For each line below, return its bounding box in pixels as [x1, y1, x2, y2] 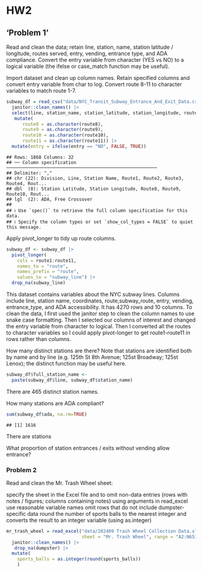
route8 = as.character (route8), [22, 121, 103, 127]
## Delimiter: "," [6, 170, 52, 176]
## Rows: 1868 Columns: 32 [6, 154, 74, 160]
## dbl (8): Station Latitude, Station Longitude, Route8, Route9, [6, 186, 182, 192]
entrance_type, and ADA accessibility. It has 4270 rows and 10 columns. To [6, 304, 192, 310]
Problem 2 [6, 465, 37, 474]
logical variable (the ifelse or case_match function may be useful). [6, 63, 170, 70]
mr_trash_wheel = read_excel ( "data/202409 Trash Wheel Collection [6, 528, 176, 534]
